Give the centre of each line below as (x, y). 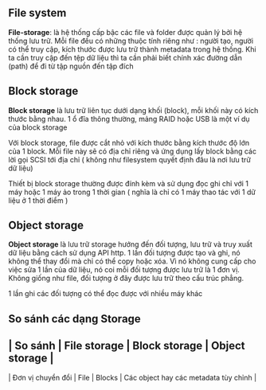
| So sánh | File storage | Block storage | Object (127, 346)
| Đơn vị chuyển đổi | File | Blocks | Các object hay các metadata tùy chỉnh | (133, 377)
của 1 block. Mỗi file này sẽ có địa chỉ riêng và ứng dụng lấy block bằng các (133, 151)
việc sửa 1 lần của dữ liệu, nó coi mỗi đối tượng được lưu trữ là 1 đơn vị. (124, 270)
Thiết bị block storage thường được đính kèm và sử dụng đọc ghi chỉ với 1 (129, 183)
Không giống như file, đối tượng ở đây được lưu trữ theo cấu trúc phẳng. (126, 279)
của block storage (38, 127)
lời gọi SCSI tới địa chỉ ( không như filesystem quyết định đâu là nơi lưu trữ (129, 159)
